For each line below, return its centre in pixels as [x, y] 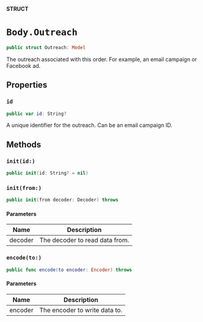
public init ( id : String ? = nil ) [47, 173]
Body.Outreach [42, 33]
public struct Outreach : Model [46, 47]
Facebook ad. [23, 66]
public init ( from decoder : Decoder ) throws [62, 200]
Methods [24, 144]
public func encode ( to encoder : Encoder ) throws [69, 270]
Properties [27, 85]
